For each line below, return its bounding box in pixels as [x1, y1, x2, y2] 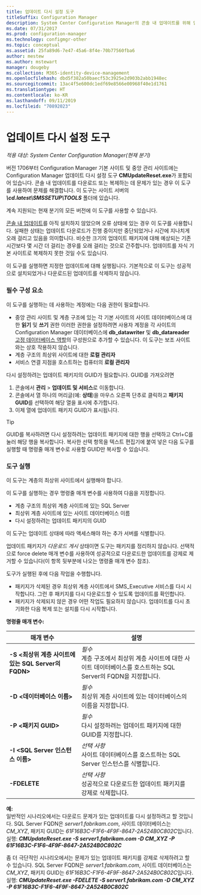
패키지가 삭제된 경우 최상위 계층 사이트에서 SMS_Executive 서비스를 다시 [14, 583, 185, 590]
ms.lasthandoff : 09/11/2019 [6, 97, 77, 103]
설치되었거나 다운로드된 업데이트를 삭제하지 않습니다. [17, 270, 141, 277]
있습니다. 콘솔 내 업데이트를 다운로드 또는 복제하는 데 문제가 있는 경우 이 [12, 179, 180, 187]
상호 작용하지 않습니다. [26, 343, 80, 350]
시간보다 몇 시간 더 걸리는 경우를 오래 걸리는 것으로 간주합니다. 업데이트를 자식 [6, 242, 188, 249]
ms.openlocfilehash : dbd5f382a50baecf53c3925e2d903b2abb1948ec [6, 75, 167, 81]
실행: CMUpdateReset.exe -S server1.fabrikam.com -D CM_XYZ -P [6, 835, 175, 842]
